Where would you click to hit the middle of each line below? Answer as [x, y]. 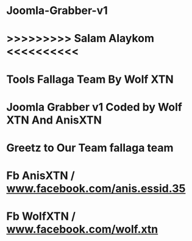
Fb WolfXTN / [41, 216]
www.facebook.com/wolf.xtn [82, 229]
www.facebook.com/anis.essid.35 [96, 189]
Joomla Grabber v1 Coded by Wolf [94, 107]
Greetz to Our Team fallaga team [90, 148]
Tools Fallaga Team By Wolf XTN [90, 79]
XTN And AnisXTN [54, 120]
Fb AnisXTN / [41, 176]
